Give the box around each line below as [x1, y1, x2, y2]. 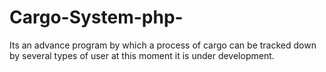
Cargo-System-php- [9, 6, 184, 29]
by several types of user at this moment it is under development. [9, 49, 275, 61]
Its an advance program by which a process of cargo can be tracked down [9, 39, 317, 51]
